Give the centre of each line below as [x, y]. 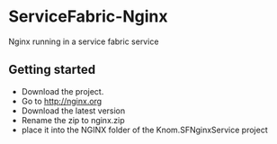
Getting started [52, 70]
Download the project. [63, 91]
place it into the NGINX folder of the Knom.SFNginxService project [144, 130]
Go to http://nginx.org [62, 101]
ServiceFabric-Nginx [88, 17]
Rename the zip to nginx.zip [73, 120]
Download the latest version [73, 111]
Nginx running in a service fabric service [84, 41]
